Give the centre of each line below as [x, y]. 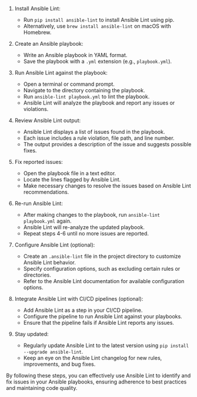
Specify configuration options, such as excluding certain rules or [102, 269]
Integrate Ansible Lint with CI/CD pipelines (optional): [79, 299]
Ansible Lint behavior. [50, 263]
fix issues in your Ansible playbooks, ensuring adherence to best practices [96, 382]
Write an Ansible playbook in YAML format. [75, 55]
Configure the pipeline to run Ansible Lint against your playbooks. [103, 316]
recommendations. [46, 192]
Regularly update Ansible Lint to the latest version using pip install [106, 345]
